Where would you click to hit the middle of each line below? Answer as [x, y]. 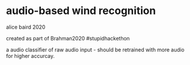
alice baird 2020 [26, 27]
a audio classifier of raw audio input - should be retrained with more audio [95, 49]
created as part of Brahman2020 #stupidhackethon [68, 38]
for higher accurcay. [30, 56]
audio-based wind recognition [81, 11]
